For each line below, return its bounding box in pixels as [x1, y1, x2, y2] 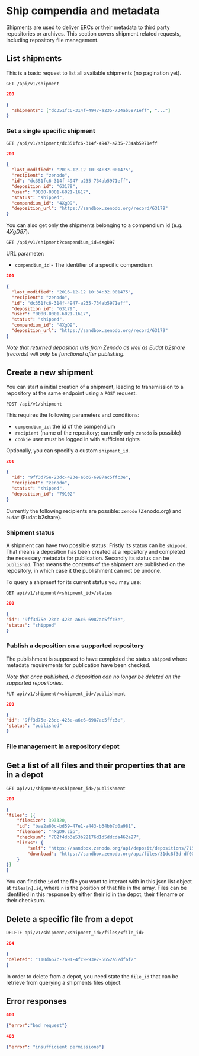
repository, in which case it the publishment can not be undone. [6, 567, 162, 575]
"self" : [27, 845, 46, 851]
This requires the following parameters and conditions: [6, 411, 140, 419]
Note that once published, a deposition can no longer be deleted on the [6, 673, 181, 680]
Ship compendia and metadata [6, 4, 160, 18]
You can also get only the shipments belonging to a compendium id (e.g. [6, 222, 183, 229]
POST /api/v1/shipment [6, 401, 62, 407]
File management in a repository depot [6, 742, 120, 751]
